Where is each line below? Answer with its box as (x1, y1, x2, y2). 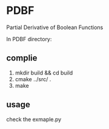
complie (6, 53, 38, 64)
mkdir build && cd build (15, 69, 73, 76)
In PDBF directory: (6, 35, 52, 42)
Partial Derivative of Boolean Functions (6, 24, 104, 31)
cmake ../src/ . (15, 75, 51, 82)
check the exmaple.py (6, 116, 62, 123)
